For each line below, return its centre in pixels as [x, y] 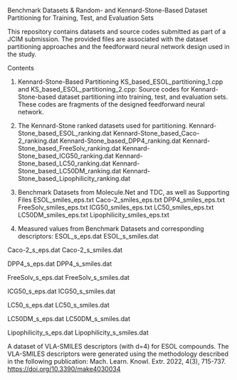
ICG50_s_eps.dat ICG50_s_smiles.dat [62, 291]
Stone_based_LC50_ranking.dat [64, 163]
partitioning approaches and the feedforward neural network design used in [118, 47]
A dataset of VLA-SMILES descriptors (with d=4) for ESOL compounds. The [118, 346]
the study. [22, 54]
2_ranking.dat [38, 141]
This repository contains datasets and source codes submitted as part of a [117, 32]
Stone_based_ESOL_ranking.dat [64, 133]
